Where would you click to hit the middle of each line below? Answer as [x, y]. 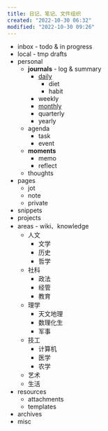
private [38, 203]
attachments [46, 399]
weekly [48, 99]
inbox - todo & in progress [55, 47]
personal [30, 62]
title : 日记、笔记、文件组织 [44, 14]
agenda [39, 129]
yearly [47, 121]
